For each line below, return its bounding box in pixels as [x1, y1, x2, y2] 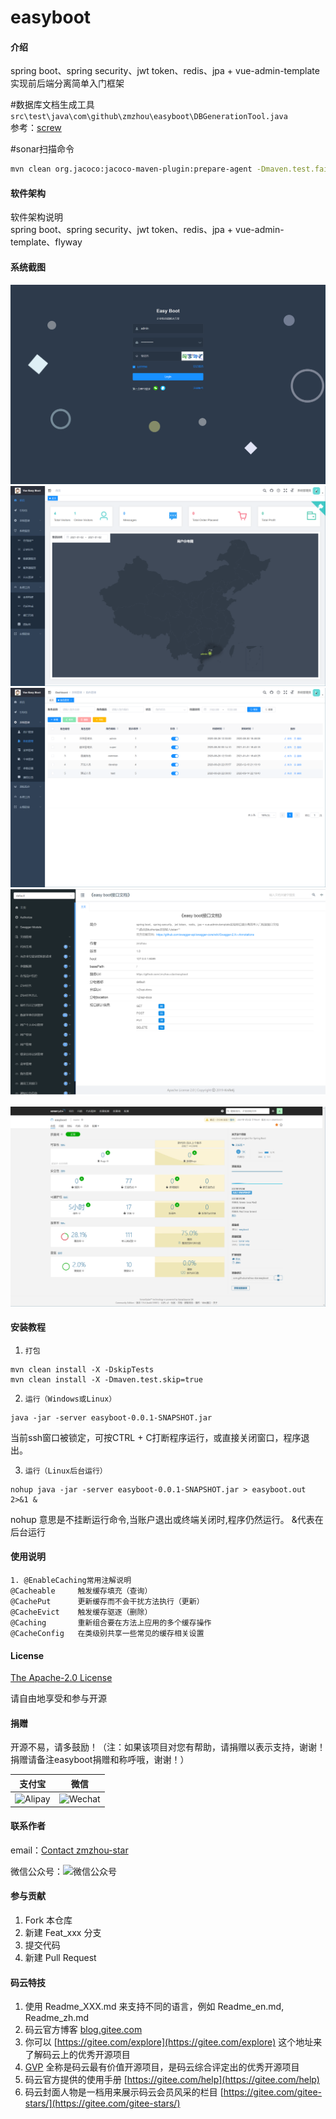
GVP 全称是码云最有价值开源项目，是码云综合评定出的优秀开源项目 [24, 2061, 300, 2073]
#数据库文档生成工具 [10, 99, 95, 111]
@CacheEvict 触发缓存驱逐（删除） [10, 1607, 153, 1617]
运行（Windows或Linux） [24, 1394, 117, 1404]
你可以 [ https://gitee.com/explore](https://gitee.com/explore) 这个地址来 [24, 2036, 323, 2048]
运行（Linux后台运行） [24, 1466, 108, 1476]
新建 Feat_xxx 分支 [24, 1927, 102, 1939]
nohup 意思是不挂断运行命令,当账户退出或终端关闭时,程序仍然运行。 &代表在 [10, 1513, 324, 1525]
